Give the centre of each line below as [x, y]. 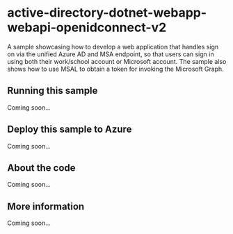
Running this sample [53, 91]
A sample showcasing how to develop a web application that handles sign [113, 47]
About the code [41, 168]
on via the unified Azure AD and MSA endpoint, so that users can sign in [111, 54]
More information [46, 206]
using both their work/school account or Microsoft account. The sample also [117, 61]
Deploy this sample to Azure [70, 129]
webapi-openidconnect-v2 [87, 27]
